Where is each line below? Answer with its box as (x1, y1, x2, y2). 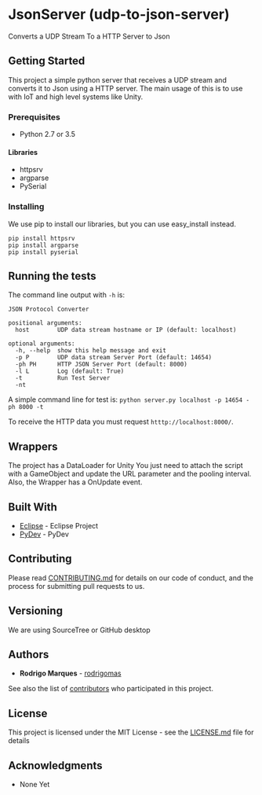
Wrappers (8, 440, 58, 453)
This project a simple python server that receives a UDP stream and (8, 75, 227, 84)
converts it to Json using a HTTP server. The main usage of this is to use (8, 83, 243, 93)
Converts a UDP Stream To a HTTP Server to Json (8, 31, 170, 41)
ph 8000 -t (8, 403, 44, 411)
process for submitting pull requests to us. (8, 581, 145, 591)
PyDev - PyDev (19, 529, 69, 539)
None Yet (19, 780, 50, 789)
